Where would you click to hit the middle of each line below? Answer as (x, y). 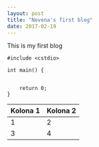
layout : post (26, 13)
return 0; (33, 89)
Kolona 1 (25, 111)
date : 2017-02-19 (32, 26)
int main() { (26, 70)
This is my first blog (35, 46)
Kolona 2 (61, 111)
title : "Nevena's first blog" (50, 20)
